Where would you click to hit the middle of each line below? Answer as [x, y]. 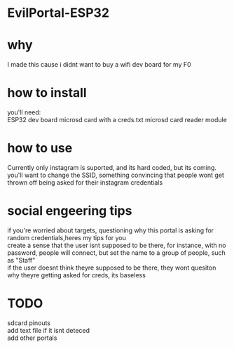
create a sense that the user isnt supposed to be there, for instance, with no [117, 245]
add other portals [32, 338]
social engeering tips [70, 211]
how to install [47, 93]
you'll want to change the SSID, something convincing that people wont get [116, 175]
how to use [40, 148]
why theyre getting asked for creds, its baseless [76, 275]
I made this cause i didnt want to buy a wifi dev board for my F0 [99, 65]
